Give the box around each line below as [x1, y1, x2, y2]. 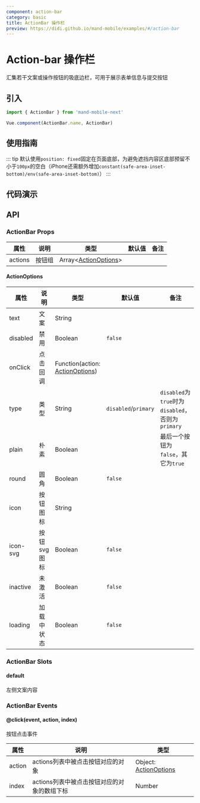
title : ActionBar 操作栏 [6, 20, 65, 26]
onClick [9, 363, 31, 371]
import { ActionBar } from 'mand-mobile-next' [6, 109, 124, 115]
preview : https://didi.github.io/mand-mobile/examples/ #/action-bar [6, 25, 180, 32]
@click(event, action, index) [6, 716, 77, 724]
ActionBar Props [6, 228, 55, 236]
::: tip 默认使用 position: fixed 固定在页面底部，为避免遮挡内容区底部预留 [6, 155, 185, 162]
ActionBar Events [6, 701, 58, 710]
